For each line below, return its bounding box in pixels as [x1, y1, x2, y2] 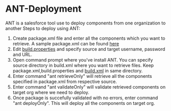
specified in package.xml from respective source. [12, 78, 117, 85]
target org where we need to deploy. [12, 89, 89, 95]
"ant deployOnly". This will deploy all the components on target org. [12, 100, 155, 106]
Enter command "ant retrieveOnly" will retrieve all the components [12, 73, 152, 79]
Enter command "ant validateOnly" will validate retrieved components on [12, 84, 166, 90]
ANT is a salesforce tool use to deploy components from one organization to [5, 20, 166, 26]
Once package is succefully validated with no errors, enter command [12, 95, 158, 101]
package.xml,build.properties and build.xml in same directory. [12, 67, 143, 74]
